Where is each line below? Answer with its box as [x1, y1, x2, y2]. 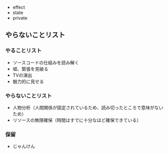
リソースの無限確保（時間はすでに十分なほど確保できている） [12, 117, 142, 123]
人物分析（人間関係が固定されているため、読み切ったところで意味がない [12, 104, 163, 110]
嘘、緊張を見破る [12, 65, 49, 72]
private [12, 15, 28, 21]
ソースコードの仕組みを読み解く [12, 59, 79, 65]
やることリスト [5, 47, 42, 54]
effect [12, 5, 25, 10]
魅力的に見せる [12, 78, 44, 85]
